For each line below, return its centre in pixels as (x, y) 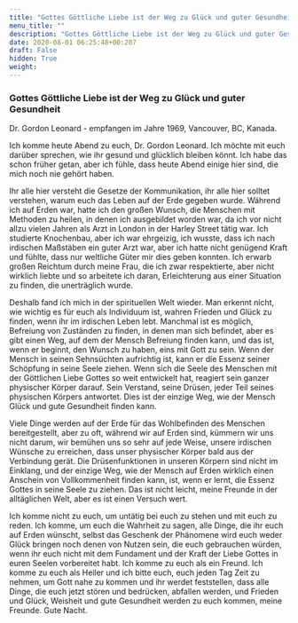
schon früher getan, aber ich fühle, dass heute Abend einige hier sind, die (144, 164)
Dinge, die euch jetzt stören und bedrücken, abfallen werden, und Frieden (144, 592)
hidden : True (33, 59)
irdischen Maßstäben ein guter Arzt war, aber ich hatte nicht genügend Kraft (149, 248)
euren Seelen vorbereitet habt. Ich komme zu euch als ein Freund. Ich (136, 564)
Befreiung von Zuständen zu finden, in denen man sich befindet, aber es (141, 331)
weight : (24, 67)
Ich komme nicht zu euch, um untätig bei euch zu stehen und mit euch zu (143, 517)
